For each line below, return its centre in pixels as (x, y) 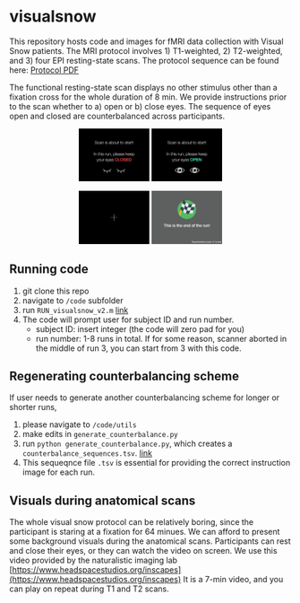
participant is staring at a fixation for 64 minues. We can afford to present (145, 532)
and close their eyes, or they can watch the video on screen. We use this (143, 551)
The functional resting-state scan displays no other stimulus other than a (143, 87)
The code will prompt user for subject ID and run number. (128, 319)
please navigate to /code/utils (79, 424)
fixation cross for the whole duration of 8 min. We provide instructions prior (148, 97)
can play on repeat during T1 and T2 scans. (90, 589)
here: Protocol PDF (44, 70)
